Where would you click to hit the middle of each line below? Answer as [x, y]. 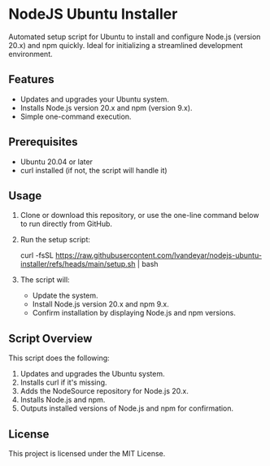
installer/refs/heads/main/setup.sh [78, 264]
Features [31, 79]
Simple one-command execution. [76, 116]
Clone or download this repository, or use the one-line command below [139, 216]
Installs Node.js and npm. [63, 400]
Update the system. [65, 296]
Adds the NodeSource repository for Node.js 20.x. [104, 391]
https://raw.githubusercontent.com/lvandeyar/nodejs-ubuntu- [159, 255]
